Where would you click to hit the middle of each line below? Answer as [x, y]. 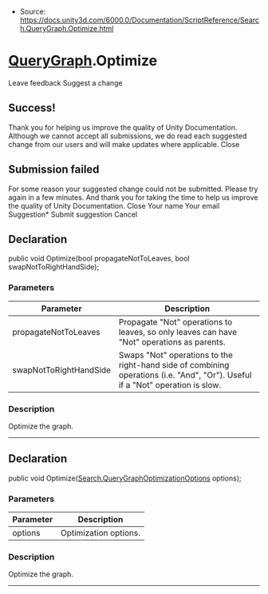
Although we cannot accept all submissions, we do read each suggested [128, 136]
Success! [32, 108]
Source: [33, 12]
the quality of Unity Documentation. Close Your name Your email [114, 205]
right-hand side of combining [174, 365]
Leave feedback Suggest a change [65, 82]
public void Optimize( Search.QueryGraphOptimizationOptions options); [125, 478]
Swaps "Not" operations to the [175, 355]
